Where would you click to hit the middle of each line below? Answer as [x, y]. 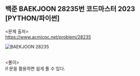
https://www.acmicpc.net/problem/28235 [48, 37]
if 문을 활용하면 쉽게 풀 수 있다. [35, 68]
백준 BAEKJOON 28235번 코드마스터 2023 [70, 9]
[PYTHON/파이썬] [32, 18]
